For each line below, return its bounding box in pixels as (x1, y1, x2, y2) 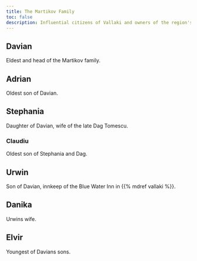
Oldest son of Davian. (6, 89, 59, 96)
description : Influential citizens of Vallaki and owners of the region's (6, 19, 193, 25)
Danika (6, 200, 32, 210)
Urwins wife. (6, 215, 37, 222)
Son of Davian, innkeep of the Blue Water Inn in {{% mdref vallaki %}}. (6, 183, 176, 190)
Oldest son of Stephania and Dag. (6, 150, 88, 158)
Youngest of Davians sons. (6, 248, 71, 255)
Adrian (6, 74, 32, 84)
